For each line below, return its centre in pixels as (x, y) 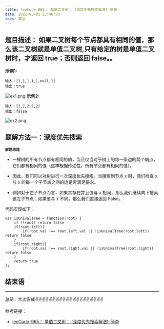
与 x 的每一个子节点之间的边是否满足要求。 (55, 182)
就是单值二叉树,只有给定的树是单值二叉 (96, 49)
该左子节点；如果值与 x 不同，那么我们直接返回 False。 (67, 199)
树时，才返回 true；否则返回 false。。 (61, 58)
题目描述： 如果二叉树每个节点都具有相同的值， (76, 40)
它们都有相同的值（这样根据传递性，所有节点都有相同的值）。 (73, 165)
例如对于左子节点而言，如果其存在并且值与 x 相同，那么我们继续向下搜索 (85, 192)
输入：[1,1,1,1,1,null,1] (30, 81)
